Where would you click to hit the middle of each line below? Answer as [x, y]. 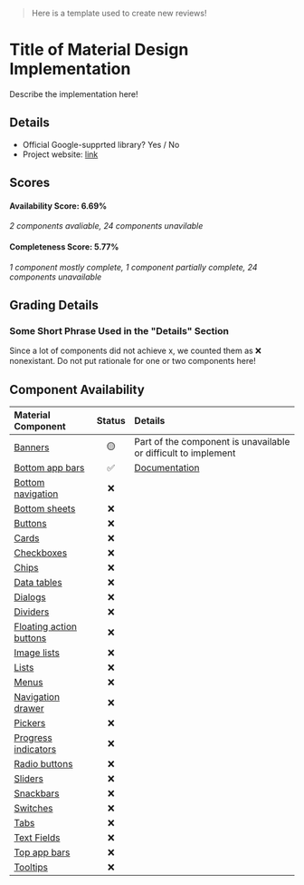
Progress [33, 738]
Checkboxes [41, 553]
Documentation [167, 468]
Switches [33, 809]
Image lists [37, 653]
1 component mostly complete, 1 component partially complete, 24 [133, 267]
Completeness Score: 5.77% [64, 246]
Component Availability [77, 389]
